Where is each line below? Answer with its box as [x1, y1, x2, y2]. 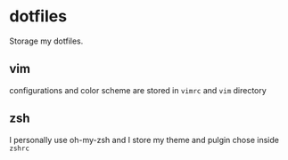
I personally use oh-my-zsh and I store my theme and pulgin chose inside [9, 134, 279, 145]
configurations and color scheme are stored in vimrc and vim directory [9, 84, 267, 95]
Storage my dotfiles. [9, 36, 84, 46]
